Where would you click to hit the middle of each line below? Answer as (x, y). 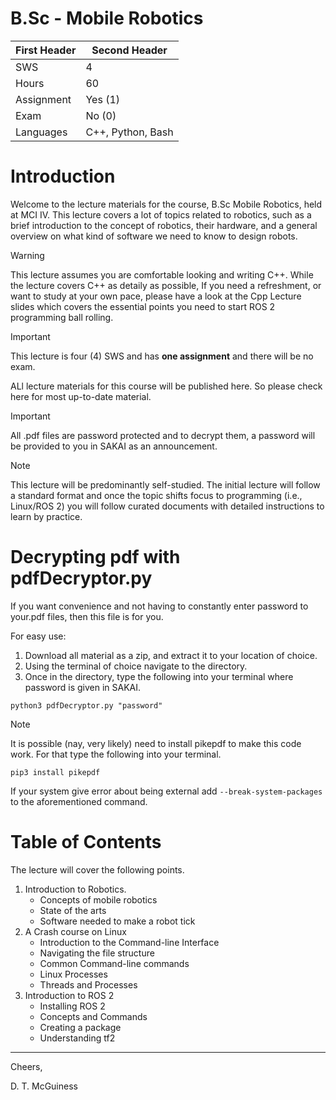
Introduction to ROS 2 (69, 995)
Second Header (129, 50)
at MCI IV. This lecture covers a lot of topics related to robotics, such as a (161, 214)
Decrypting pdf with (95, 557)
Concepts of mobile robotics (98, 899)
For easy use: (38, 636)
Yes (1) (102, 99)
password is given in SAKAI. (83, 687)
